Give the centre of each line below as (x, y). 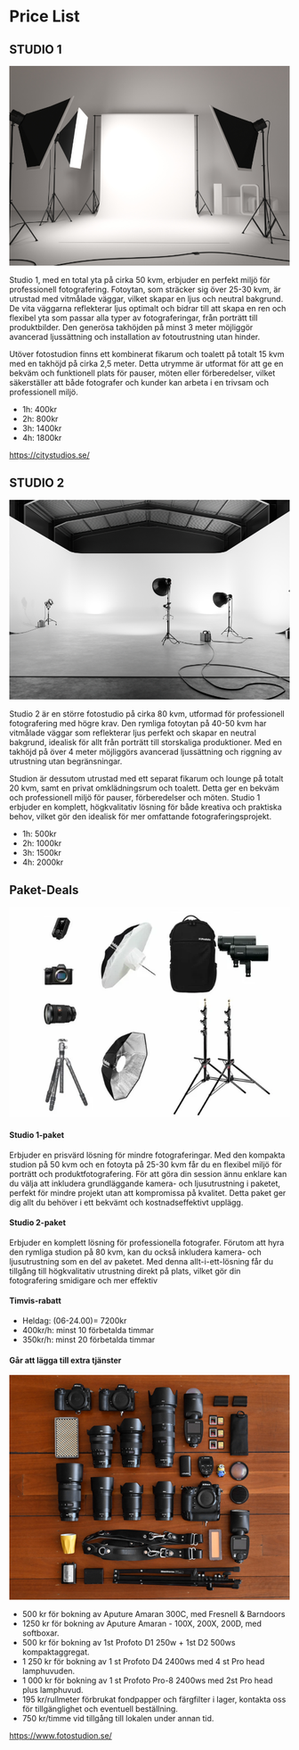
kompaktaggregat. (56, 1652)
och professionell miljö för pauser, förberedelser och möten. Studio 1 (135, 797)
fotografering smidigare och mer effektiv (84, 1280)
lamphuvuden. (48, 1671)
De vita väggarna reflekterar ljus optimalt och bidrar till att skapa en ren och (148, 308)
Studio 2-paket (38, 1223)
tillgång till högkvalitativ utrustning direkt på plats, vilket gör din (125, 1271)
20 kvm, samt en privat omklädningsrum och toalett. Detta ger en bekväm (144, 788)
